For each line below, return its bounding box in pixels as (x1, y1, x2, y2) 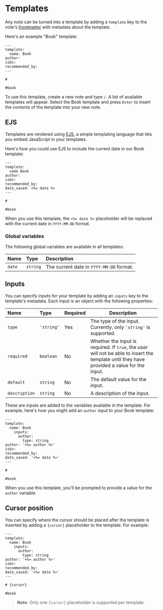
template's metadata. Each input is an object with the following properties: (5, 298, 153, 304)
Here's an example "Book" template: (5, 33, 78, 39)
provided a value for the (90, 362, 145, 369)
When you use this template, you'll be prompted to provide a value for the (5, 485, 152, 491)
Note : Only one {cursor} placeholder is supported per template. (16, 599, 145, 605)
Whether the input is (90, 338, 137, 345)
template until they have (90, 356, 145, 363)
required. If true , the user (90, 344, 148, 350)
